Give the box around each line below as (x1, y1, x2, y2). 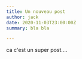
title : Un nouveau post (6, 8, 66, 15)
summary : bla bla (6, 25, 50, 31)
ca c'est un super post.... (6, 47, 68, 54)
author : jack (6, 14, 39, 20)
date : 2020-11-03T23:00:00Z (6, 19, 77, 25)
